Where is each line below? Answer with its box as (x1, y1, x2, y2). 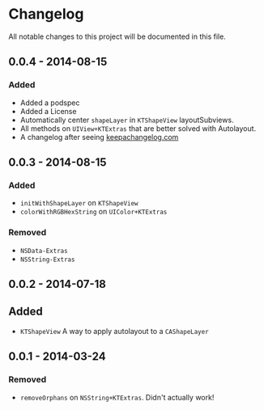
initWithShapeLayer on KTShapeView (19, 198, 138, 208)
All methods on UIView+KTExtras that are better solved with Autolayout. (19, 123, 257, 133)
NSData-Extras (19, 247, 68, 255)
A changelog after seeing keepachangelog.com (19, 132, 179, 142)
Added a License (19, 106, 77, 116)
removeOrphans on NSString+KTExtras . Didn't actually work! (19, 392, 215, 402)
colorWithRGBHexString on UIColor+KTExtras (19, 207, 168, 217)
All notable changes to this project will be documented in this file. (8, 32, 227, 41)
